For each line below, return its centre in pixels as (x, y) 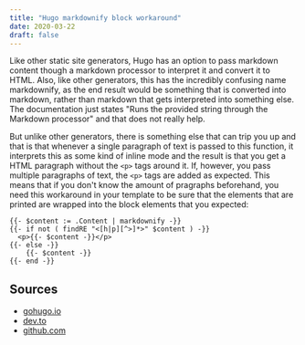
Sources (34, 289)
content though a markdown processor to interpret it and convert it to (140, 70)
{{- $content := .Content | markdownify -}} (95, 221)
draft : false (34, 35)
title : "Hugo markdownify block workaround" (95, 18)
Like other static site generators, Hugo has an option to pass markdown (144, 61)
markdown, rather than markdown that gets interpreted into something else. (152, 99)
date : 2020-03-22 (42, 26)
